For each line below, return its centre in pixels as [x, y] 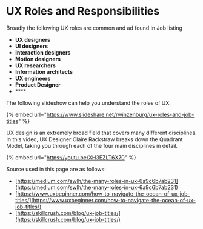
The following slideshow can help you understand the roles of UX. [89, 103]
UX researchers [35, 65]
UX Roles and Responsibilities [83, 11]
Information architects [44, 71]
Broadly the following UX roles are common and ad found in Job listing [95, 28]
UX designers [32, 39]
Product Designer [38, 85]
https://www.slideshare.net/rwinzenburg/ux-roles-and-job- [120, 114]
